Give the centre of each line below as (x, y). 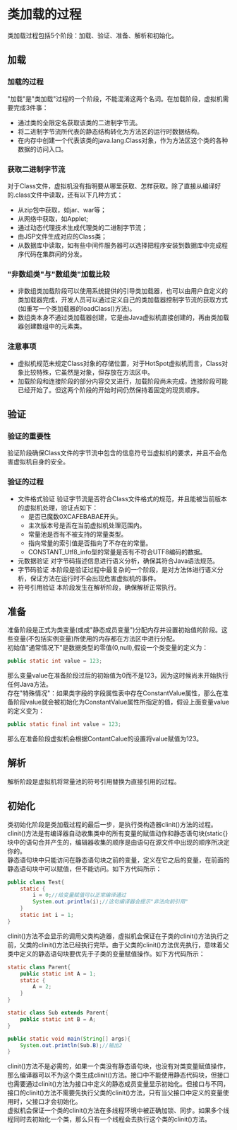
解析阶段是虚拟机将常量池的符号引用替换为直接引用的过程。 (94, 781)
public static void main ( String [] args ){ (69, 1039)
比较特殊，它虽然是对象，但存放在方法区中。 (89, 372)
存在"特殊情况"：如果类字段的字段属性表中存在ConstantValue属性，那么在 (115, 693)
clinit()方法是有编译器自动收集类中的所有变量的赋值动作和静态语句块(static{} (118, 833)
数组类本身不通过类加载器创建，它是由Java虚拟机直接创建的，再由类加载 (123, 318)
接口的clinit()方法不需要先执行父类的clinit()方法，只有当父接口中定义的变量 (115, 1093)
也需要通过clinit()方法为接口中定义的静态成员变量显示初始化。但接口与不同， (119, 1084)
